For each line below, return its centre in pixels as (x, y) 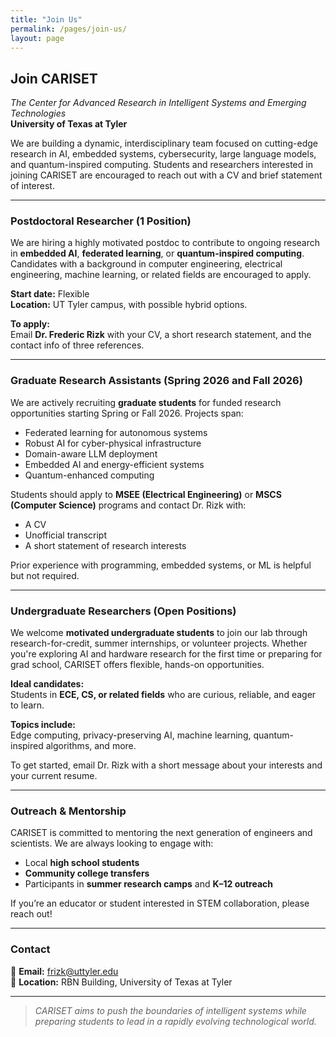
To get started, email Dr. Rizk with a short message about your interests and (166, 765)
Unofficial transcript (65, 535)
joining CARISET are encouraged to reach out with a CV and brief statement (166, 175)
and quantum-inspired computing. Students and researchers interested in (161, 165)
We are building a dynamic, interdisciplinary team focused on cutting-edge (164, 143)
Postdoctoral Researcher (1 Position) (101, 221)
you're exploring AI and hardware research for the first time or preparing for (166, 654)
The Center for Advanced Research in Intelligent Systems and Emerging (158, 103)
